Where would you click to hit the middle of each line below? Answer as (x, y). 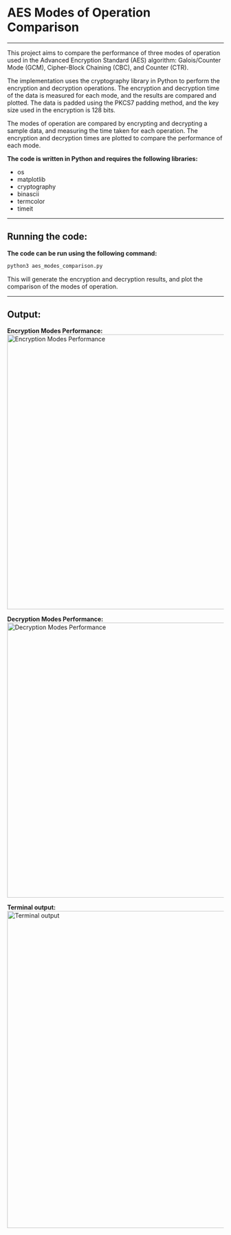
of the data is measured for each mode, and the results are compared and (112, 95)
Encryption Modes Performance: (55, 331)
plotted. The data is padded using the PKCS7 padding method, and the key (113, 103)
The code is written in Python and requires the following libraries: (102, 158)
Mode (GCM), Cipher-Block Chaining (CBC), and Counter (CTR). (98, 67)
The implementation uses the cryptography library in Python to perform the (113, 81)
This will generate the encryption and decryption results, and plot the (105, 279)
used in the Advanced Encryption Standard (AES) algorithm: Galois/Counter (114, 60)
